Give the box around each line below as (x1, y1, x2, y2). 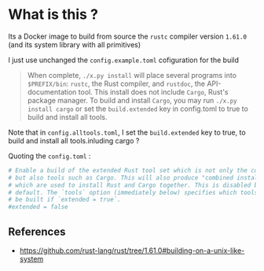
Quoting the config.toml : (8, 151, 91, 161)
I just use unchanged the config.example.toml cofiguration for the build (8, 55, 240, 65)
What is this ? (8, 6, 98, 24)
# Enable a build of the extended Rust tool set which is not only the (8, 166, 247, 174)
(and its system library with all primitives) (8, 39, 141, 49)
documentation (27, 87, 77, 96)
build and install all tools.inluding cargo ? (8, 135, 140, 145)
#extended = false (8, 203, 68, 211)
